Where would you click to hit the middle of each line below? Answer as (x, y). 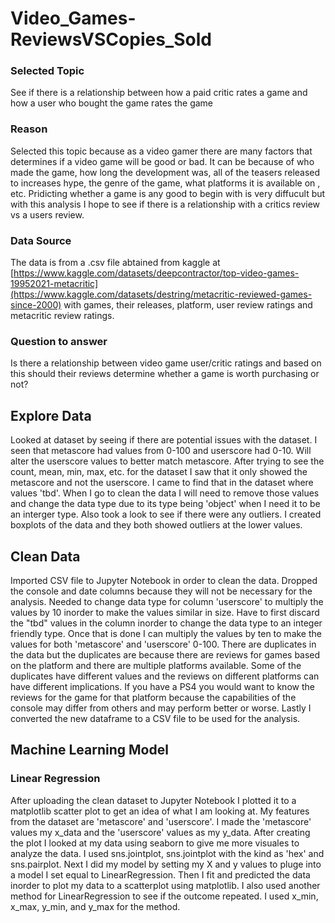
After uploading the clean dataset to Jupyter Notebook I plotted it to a (153, 800)
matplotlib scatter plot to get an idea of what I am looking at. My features (160, 811)
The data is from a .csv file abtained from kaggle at (115, 263)
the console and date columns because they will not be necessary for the (161, 591)
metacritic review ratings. (62, 316)
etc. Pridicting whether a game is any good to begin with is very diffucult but (168, 193)
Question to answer (59, 341)
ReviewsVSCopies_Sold (111, 39)
